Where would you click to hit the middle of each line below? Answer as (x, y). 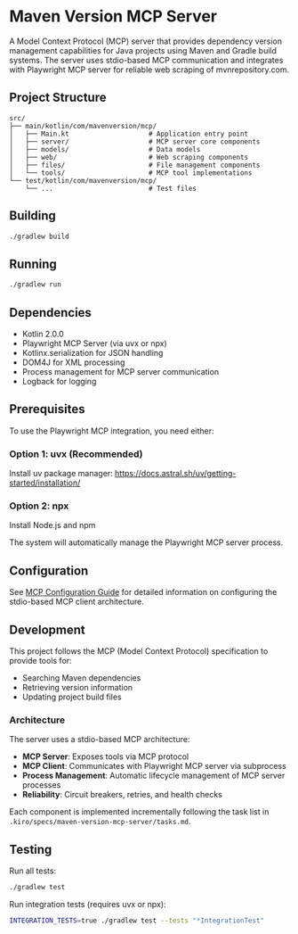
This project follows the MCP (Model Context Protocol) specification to (139, 651)
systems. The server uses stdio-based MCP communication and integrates (146, 60)
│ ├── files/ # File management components (135, 165)
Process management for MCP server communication (121, 371)
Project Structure (58, 98)
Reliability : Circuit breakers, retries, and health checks (122, 795)
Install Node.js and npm (52, 525)
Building (32, 216)
